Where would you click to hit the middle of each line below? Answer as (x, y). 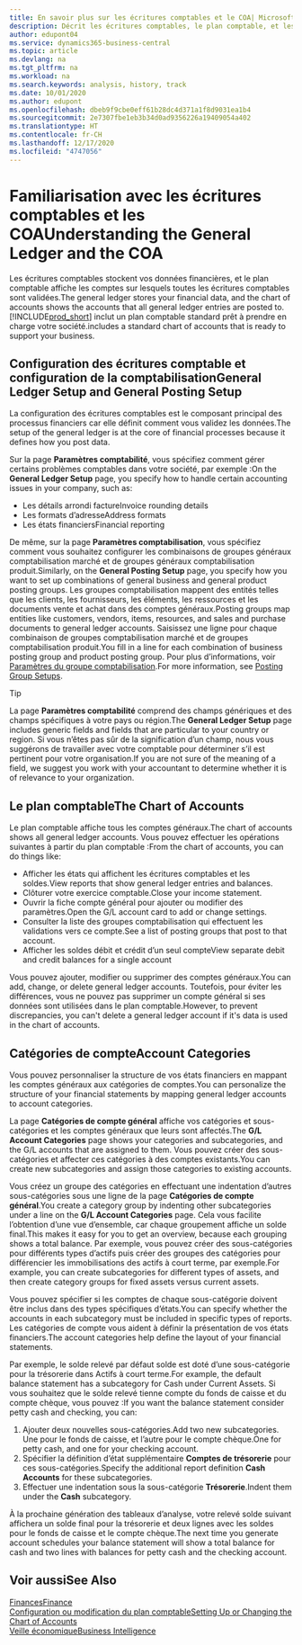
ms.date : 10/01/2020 (48, 93)
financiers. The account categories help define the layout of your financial (145, 1337)
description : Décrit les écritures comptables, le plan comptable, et (144, 26)
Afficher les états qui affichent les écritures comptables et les (136, 874)
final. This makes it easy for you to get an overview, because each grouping (148, 1234)
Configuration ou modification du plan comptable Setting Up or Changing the (151, 1612)
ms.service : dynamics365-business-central (90, 43)
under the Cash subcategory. (77, 1497)
